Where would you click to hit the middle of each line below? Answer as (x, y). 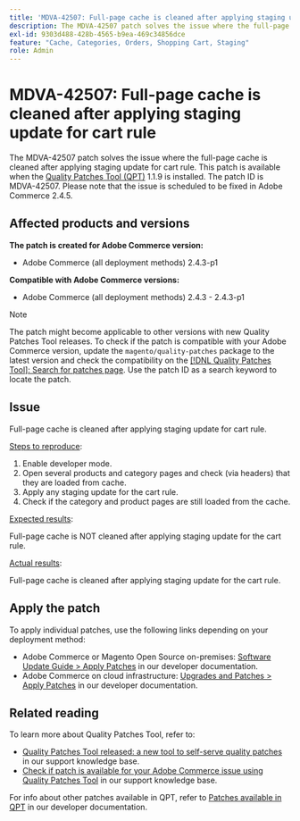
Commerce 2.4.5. (41, 196)
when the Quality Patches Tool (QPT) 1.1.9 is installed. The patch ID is (137, 177)
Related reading (54, 712)
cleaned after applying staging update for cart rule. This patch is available (145, 167)
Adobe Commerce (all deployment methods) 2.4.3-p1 (120, 262)
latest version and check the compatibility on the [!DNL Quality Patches (140, 360)
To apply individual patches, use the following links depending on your (139, 630)
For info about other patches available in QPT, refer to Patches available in (146, 798)
